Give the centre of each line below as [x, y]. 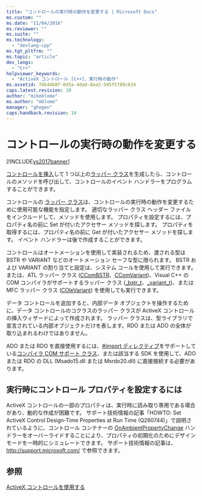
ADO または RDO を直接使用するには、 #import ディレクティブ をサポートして [101, 346]
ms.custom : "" [24, 17]
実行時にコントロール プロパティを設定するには [94, 389]
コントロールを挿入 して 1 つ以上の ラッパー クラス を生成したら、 [86, 174]
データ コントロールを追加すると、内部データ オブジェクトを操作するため [97, 303]
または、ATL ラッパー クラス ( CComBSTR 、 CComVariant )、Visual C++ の [97, 275]
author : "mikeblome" [32, 96]
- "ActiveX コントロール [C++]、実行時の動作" [65, 79]
